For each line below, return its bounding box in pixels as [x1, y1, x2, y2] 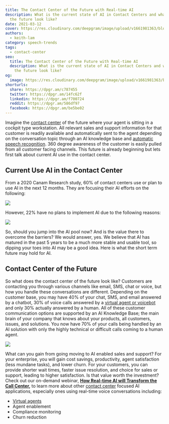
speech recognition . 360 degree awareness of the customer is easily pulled [5, 141, 162, 147]
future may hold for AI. [5, 250, 52, 256]
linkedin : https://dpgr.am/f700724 [10, 96, 84, 101]
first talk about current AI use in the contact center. [5, 152, 111, 158]
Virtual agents [12, 398, 42, 404]
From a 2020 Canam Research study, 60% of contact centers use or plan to [5, 179, 162, 185]
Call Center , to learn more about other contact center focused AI [5, 383, 140, 389]
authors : [5, 31, 24, 36]
